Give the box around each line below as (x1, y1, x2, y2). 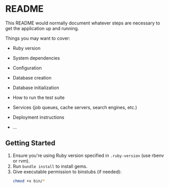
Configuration (12, 65, 42, 71)
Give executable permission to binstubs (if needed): (12, 169, 122, 175)
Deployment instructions (12, 114, 65, 120)
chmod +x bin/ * (12, 178, 45, 183)
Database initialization (12, 85, 60, 91)
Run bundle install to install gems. (12, 163, 88, 169)
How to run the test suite (12, 94, 65, 100)
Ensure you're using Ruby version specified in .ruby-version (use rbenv (12, 152, 164, 158)
